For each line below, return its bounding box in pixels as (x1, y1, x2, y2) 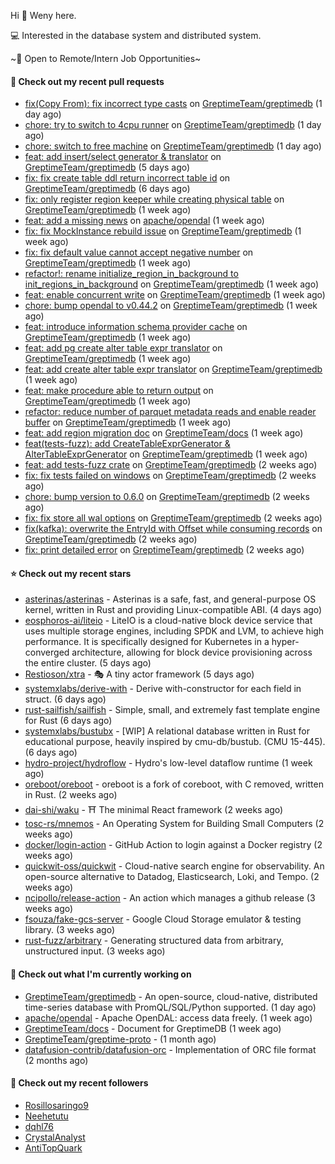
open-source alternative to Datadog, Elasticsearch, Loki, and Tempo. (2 (24, 871, 320, 883)
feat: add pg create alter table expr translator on (24, 342, 223, 354)
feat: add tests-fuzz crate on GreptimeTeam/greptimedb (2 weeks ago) (24, 459, 318, 471)
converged (24, 646, 70, 659)
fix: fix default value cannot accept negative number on (24, 246, 254, 259)
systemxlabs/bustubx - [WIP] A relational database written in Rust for (24, 725, 310, 737)
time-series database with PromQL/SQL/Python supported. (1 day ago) (24, 1001, 317, 1013)
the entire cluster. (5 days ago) (24, 657, 152, 669)
